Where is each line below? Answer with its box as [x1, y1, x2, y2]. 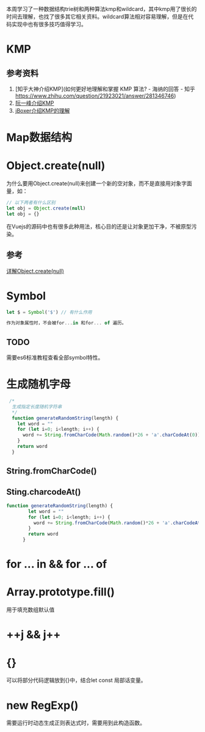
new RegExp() [6, 698, 79, 712]
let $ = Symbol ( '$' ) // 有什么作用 [6, 309, 93, 315]
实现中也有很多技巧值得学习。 [11, 21, 87, 27]
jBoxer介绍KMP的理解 [15, 107, 70, 114]
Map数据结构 [6, 130, 72, 144]
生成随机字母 [6, 377, 71, 391]
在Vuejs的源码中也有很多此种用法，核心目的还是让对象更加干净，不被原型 [6, 222, 192, 230]
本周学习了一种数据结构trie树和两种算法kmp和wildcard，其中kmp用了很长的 [6, 5, 197, 12]
